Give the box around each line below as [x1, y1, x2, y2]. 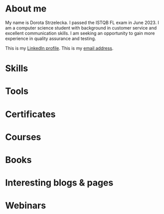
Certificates [5, 108, 56, 120]
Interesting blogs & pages [5, 177, 114, 188]
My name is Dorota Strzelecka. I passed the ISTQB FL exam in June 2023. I [5, 19, 160, 25]
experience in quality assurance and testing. [5, 35, 96, 41]
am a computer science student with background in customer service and [5, 24, 157, 30]
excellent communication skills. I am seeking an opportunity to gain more [5, 30, 155, 36]
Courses [5, 131, 41, 142]
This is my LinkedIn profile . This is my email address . [5, 45, 114, 51]
